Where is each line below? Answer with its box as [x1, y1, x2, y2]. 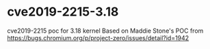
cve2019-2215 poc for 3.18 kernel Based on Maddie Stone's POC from [7, 27, 204, 35]
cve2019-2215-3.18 [7, 4, 119, 20]
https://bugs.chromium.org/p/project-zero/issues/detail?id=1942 [7, 33, 189, 42]
